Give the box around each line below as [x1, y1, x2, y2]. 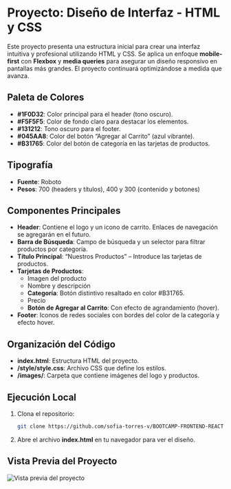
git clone [16, 423, 46, 430]
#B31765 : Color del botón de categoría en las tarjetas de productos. [16, 139, 210, 148]
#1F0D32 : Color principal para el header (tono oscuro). [16, 110, 173, 118]
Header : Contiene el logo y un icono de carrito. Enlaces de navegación [16, 223, 219, 232]
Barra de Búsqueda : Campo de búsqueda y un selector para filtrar [16, 238, 206, 246]
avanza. [7, 71, 30, 80]
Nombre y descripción [27, 281, 91, 290]
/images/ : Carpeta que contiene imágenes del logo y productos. [16, 371, 199, 380]
